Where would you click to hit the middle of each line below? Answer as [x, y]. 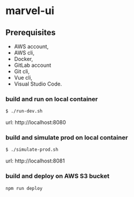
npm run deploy [24, 188]
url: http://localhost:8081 [35, 161]
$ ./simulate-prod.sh [32, 150]
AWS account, [31, 46]
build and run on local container [52, 99]
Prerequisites [31, 33]
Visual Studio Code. [38, 84]
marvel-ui [30, 11]
